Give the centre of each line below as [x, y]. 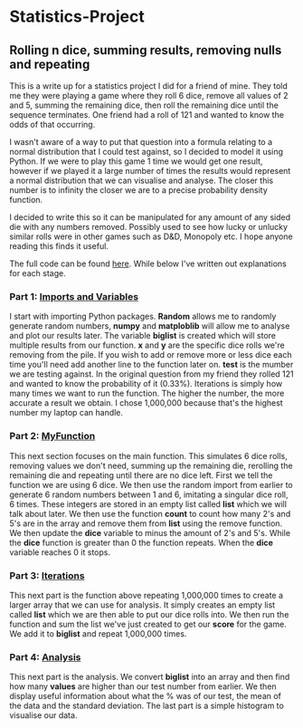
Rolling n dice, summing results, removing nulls [146, 50]
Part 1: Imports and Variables [74, 296]
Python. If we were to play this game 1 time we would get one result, [136, 161]
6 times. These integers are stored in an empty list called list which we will [148, 503]
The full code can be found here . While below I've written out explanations [148, 263]
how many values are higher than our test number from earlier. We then [143, 686]
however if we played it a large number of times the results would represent [150, 171]
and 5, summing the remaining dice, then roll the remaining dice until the [144, 105]
